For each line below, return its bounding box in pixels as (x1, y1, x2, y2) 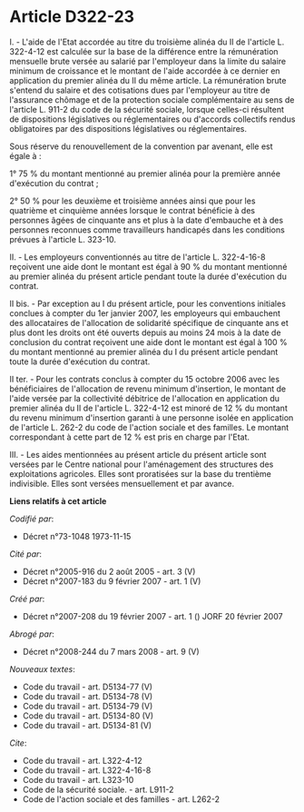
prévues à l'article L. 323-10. (9, 233, 116, 244)
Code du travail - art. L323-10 (22, 774, 134, 785)
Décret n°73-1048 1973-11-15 (22, 530, 132, 541)
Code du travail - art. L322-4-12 (22, 755, 142, 766)
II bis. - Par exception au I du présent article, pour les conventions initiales (9, 298, 286, 309)
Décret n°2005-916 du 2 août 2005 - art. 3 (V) (22, 566, 196, 577)
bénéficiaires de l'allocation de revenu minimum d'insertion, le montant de (9, 383, 287, 394)
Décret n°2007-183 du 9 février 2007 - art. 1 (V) (22, 575, 201, 587)
